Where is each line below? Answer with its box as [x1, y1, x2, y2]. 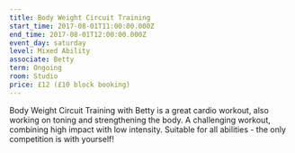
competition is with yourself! [9, 133, 114, 144]
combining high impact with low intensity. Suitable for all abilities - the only [9, 123, 286, 135]
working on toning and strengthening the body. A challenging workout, [9, 114, 272, 125]
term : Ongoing [9, 64, 63, 73]
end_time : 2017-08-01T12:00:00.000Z [9, 30, 147, 39]
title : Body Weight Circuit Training [9, 13, 151, 22]
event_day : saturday [9, 38, 87, 48]
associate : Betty [9, 55, 75, 64]
